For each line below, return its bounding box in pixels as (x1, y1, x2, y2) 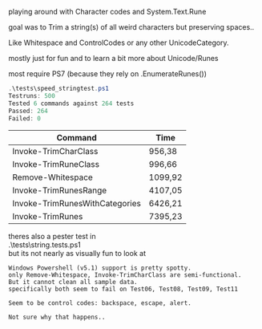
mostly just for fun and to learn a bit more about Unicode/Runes (8, 54, 219, 63)
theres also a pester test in (8, 232, 96, 242)
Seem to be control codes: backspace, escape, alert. (8, 299, 192, 307)
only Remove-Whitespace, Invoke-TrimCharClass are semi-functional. (8, 271, 242, 279)
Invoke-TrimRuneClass (12, 159, 100, 170)
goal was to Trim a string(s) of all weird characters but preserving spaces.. (8, 22, 255, 31)
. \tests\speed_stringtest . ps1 (8, 84, 110, 92)
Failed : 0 (8, 114, 42, 123)
